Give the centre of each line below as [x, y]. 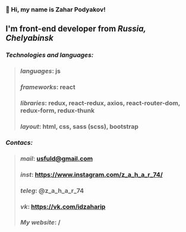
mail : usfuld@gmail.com [56, 159]
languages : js [40, 71]
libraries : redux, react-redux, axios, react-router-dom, [100, 103]
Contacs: [19, 143]
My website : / [40, 222]
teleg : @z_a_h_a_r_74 [52, 190]
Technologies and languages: [50, 55]
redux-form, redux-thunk [57, 111]
